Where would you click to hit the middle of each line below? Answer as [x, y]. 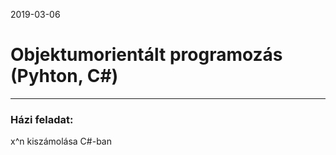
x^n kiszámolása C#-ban [61, 141]
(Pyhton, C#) [64, 76]
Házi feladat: [42, 119]
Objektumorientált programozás [146, 55]
